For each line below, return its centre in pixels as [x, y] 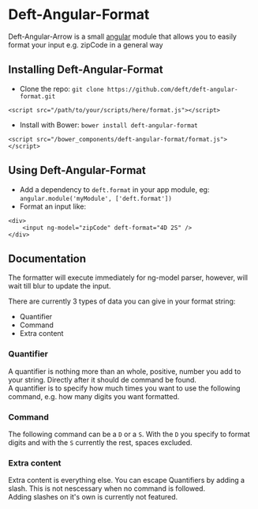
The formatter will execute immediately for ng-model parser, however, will [128, 277]
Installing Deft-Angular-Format [86, 70]
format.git [37, 96]
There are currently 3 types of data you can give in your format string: [122, 301]
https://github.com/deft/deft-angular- [172, 89]
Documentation [47, 258]
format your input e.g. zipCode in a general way [86, 44]
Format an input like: [53, 206]
